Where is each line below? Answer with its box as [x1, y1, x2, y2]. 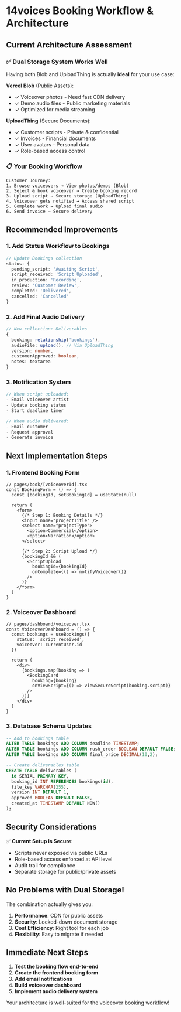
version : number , [11, 347, 54, 354]
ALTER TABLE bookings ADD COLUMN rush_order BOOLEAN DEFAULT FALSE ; [6, 746, 176, 752]
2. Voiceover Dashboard [6, 608, 76, 616]
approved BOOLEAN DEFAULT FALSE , [11, 795, 93, 801]
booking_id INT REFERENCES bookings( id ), [11, 778, 114, 785]
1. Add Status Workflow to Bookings [6, 242, 110, 250]
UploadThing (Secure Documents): [6, 117, 92, 124]
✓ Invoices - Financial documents [14, 135, 96, 142]
